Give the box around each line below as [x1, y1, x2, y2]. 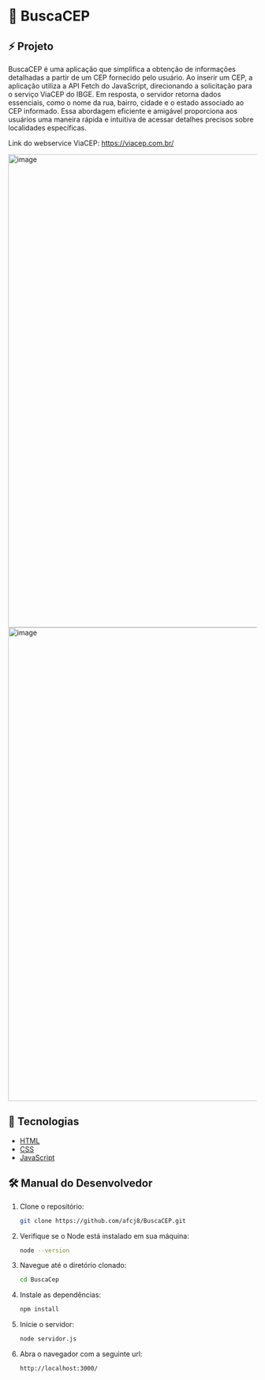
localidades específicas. [8, 123, 87, 133]
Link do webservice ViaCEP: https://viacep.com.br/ [8, 138, 174, 148]
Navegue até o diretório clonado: [19, 1261, 127, 1270]
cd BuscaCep [19, 1276, 59, 1284]
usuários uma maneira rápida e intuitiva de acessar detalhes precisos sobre [8, 114, 254, 124]
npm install [19, 1306, 59, 1314]
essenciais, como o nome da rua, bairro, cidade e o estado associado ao [8, 98, 244, 107]
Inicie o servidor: [19, 1320, 75, 1329]
